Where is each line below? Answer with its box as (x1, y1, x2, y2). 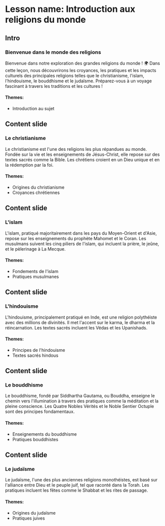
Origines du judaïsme (12, 510, 56, 516)
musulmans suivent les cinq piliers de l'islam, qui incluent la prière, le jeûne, (5, 241, 160, 247)
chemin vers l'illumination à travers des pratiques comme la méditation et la (5, 398, 159, 404)
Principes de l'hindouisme (12, 347, 65, 353)
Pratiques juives (12, 515, 45, 521)
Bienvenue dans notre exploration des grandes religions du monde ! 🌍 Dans (5, 60, 161, 66)
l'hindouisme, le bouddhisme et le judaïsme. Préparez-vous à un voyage (5, 78, 152, 84)
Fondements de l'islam (12, 268, 58, 274)
